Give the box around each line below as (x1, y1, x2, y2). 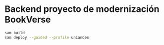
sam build (4, 30, 25, 35)
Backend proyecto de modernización (4, 3, 160, 15)
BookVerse (4, 14, 51, 25)
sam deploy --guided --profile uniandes (4, 35, 90, 40)
